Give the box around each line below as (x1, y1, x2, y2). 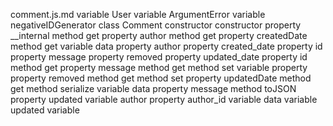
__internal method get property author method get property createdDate (10, 30, 308, 41)
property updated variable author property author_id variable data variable (10, 94, 318, 105)
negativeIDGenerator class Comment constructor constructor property (10, 19, 302, 31)
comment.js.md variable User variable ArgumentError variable (10, 9, 266, 20)
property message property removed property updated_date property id (10, 51, 308, 63)
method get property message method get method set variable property (10, 62, 308, 73)
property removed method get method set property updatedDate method (10, 72, 312, 84)
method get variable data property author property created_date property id (10, 40, 323, 52)
